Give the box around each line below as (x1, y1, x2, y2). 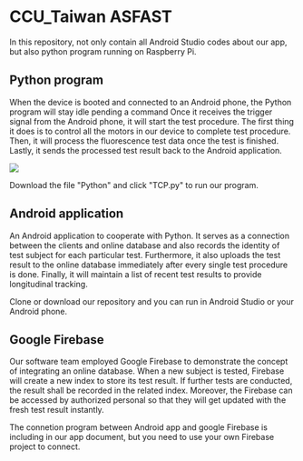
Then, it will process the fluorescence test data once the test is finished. (9, 135, 279, 146)
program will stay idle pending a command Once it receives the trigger (9, 106, 273, 117)
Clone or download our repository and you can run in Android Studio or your (9, 296, 295, 306)
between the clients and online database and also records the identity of (9, 239, 280, 251)
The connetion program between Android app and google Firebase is (9, 422, 268, 433)
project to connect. (9, 441, 81, 452)
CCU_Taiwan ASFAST (9, 6, 172, 27)
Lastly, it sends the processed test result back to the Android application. (9, 145, 283, 155)
